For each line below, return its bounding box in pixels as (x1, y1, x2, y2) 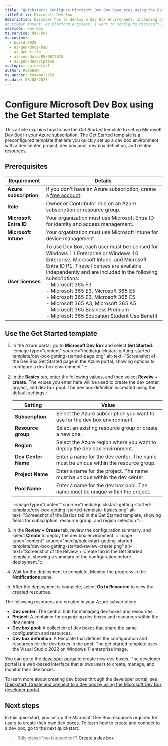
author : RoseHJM (5, 68, 39, 73)
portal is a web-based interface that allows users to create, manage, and (5, 661, 155, 667)
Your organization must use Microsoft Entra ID (46, 214, 154, 221)
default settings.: (12, 390, 47, 396)
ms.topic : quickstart (5, 63, 50, 68)
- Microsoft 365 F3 (46, 281, 92, 288)
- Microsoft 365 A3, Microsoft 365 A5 (46, 300, 136, 307)
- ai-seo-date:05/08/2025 (9, 54, 64, 59)
